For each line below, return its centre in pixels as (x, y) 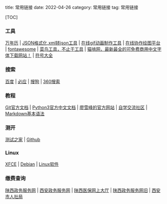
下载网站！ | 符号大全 (31, 55)
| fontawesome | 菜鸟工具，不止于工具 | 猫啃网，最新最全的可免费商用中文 (81, 49)
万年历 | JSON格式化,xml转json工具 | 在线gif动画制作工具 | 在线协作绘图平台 (83, 43)
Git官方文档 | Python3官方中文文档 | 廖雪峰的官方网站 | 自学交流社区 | (76, 107)
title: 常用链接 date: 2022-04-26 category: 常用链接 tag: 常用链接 (72, 7)
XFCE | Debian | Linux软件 (32, 164)
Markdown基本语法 (25, 113)
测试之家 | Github (23, 140)
